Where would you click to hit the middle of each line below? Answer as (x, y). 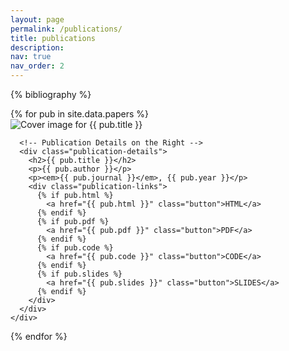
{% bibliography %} (51, 94)
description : (37, 47)
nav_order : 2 (37, 66)
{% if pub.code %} (75, 248)
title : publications (53, 38)
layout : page (37, 19)
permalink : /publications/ (66, 29)
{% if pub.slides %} (79, 274)
